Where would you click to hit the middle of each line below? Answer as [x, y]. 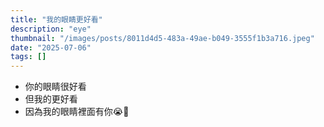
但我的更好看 [51, 99]
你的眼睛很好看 [55, 87]
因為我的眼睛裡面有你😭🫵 [77, 112]
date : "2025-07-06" [51, 47]
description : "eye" [51, 29]
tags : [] [28, 57]
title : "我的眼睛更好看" [56, 19]
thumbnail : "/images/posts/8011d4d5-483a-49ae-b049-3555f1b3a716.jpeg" [162, 38]
